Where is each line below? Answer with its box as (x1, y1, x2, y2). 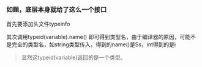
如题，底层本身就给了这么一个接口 (6, 5, 107, 13)
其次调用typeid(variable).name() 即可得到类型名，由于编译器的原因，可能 (6, 33, 191, 41)
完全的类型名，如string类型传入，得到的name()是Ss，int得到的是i (11, 41, 176, 48)
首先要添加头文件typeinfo (6, 20, 70, 28)
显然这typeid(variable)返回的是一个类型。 (21, 54, 126, 62)
